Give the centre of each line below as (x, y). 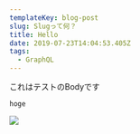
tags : (19, 52)
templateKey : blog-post (54, 18)
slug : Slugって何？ (43, 26)
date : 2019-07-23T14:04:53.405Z (70, 43)
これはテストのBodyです (55, 86)
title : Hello (34, 34)
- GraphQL (36, 60)
